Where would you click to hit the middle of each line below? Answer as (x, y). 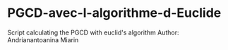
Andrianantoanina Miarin (43, 39)
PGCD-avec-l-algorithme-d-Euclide (114, 13)
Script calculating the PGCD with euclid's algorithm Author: (93, 32)
